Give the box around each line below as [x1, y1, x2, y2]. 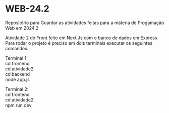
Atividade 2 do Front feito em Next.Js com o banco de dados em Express [5, 35, 157, 41]
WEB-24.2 [5, 3, 49, 15]
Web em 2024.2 [5, 25, 39, 31]
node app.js [5, 76, 30, 82]
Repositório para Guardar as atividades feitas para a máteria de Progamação [5, 20, 164, 26]
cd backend [5, 71, 30, 77]
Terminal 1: [5, 55, 28, 61]
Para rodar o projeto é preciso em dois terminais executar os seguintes [5, 40, 153, 46]
